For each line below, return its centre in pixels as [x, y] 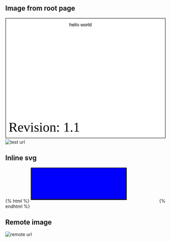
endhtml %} [18, 206]
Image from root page [40, 8]
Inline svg [21, 158]
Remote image [28, 222]
